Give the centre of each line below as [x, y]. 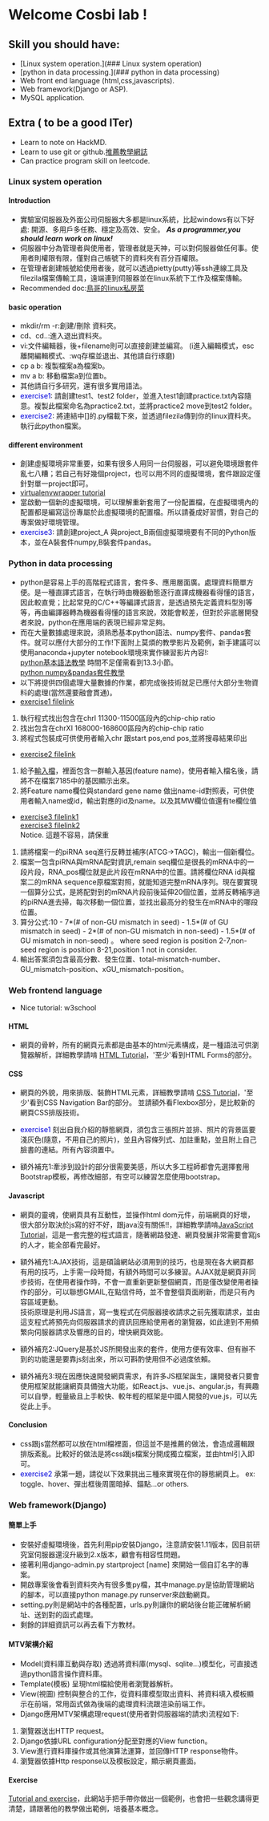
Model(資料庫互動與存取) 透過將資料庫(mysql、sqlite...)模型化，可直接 [135, 1664]
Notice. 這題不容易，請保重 [64, 835]
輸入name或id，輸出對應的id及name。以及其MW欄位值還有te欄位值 [145, 800]
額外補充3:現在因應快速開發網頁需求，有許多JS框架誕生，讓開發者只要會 [140, 1376]
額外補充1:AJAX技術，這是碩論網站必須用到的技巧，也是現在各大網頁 [133, 1261]
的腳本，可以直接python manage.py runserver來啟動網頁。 [117, 1594]
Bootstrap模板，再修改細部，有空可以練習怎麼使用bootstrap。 [122, 1177]
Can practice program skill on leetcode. [85, 160]
